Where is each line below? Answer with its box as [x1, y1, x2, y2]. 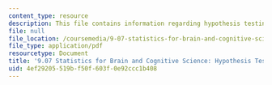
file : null [8, 27, 45, 35]
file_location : [8, 34, 60, 43]
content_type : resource [8, 11, 89, 20]
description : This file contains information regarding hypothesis [8, 19, 241, 28]
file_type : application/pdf [8, 42, 104, 50]
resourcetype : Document [8, 49, 89, 57]
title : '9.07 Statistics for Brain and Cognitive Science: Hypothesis [8, 57, 252, 66]
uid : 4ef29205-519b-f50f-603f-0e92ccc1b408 [8, 65, 158, 73]
